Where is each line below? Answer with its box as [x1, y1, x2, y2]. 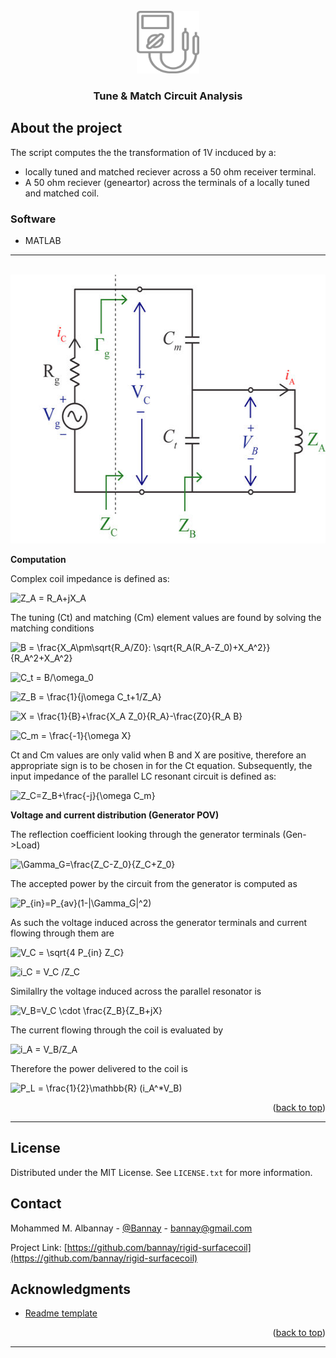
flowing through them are [10, 927, 115, 939]
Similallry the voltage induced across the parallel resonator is [10, 985, 262, 998]
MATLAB [24, 235, 62, 247]
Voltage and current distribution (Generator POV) [10, 809, 220, 821]
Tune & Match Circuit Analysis [93, 89, 243, 103]
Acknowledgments [10, 1281, 132, 1298]
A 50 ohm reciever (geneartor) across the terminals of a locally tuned [24, 176, 310, 188]
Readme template [24, 1307, 98, 1319]
